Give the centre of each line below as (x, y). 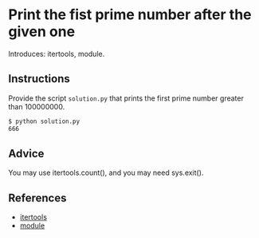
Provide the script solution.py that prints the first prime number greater (126, 98)
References (37, 198)
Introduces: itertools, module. (57, 54)
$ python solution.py (44, 121)
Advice (26, 153)
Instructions (39, 79)
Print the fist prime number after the (130, 15)
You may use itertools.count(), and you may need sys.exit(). (106, 173)
